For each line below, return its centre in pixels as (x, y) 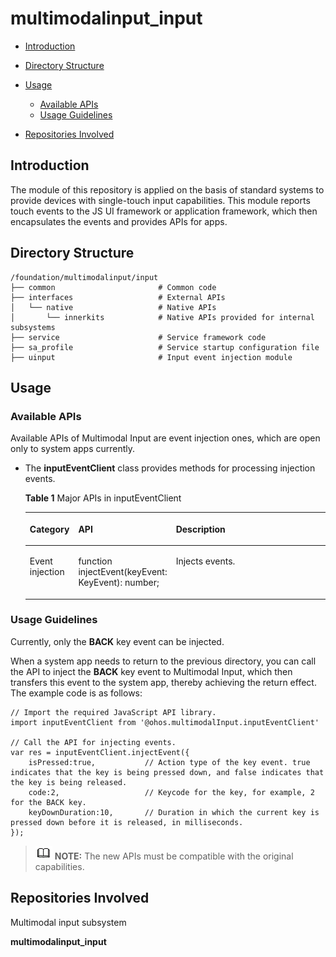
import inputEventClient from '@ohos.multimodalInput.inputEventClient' (165, 722)
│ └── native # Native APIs (113, 307)
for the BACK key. (48, 802)
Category (49, 529)
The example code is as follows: (76, 693)
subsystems (33, 327)
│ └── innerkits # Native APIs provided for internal (162, 317)
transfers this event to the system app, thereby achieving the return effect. (163, 682)
